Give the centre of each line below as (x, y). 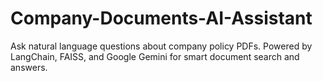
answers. (29, 67)
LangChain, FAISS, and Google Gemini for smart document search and (155, 56)
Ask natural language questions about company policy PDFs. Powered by (161, 46)
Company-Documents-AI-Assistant (161, 18)
